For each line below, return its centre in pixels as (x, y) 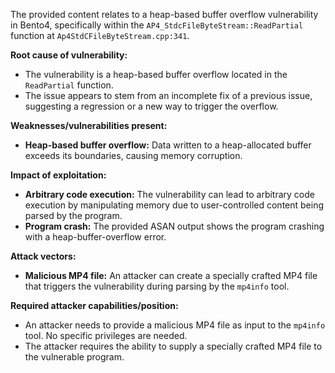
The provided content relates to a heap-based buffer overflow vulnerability (164, 14)
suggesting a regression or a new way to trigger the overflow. (151, 106)
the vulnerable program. (74, 357)
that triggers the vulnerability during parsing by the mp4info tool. (157, 286)
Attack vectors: (43, 256)
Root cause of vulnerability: (69, 55)
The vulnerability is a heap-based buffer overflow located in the (156, 74)
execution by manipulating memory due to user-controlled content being (174, 205)
